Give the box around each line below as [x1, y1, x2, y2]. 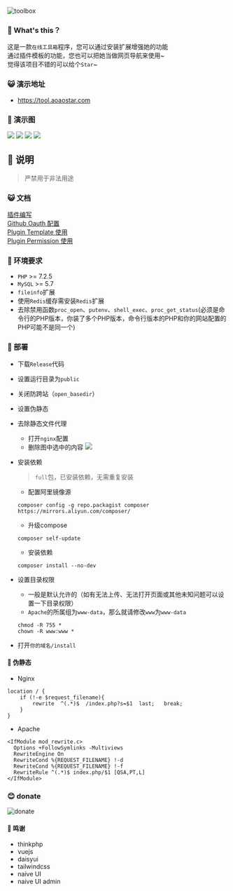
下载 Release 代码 [17, 360, 64, 368]
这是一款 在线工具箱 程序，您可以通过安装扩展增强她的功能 [7, 43, 169, 51]
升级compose [27, 521, 68, 529]
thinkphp [17, 840, 43, 848]
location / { [7, 688, 45, 695]
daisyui [17, 855, 38, 864]
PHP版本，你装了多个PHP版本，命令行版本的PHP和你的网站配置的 [36, 314, 227, 322]
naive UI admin [17, 877, 61, 886]
